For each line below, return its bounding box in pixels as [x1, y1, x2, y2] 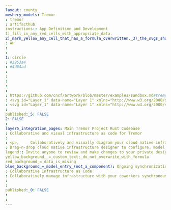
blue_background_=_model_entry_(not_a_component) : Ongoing [5, 164, 133, 169]
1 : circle [5, 55, 26, 60]
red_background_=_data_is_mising [5, 159, 76, 164]
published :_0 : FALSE [5, 188, 49, 193]
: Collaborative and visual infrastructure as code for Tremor [5, 130, 142, 136]
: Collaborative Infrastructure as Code [5, 169, 93, 174]
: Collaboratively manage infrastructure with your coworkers [5, 173, 140, 178]
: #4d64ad [5, 64, 26, 69]
